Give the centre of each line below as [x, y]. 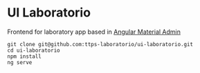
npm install [24, 56]
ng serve [20, 62]
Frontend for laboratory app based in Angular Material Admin [94, 32]
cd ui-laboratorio [34, 50]
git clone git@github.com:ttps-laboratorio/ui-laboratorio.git [100, 44]
